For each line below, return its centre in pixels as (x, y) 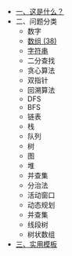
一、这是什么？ (40, 11)
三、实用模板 (36, 244)
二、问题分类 (36, 21)
